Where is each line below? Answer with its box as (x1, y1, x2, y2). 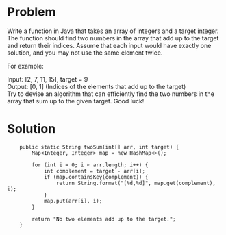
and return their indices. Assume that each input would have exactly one (7, 41, 212, 49)
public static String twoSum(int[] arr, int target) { (19, 143, 179, 151)
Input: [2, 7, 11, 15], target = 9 (7, 75, 88, 83)
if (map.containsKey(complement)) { (43, 173, 149, 180)
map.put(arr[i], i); (43, 197, 103, 204)
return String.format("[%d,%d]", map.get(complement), (55, 180, 216, 186)
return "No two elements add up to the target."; (32, 215, 176, 223)
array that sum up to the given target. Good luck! (7, 97, 145, 105)
